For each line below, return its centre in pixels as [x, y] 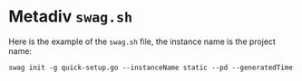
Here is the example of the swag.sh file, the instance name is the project [142, 41]
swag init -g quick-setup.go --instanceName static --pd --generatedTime [151, 67]
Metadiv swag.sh [71, 17]
